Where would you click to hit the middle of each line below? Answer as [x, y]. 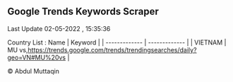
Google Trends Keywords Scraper [83, 12]
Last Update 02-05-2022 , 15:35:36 [59, 28]
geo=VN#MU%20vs [36, 57]
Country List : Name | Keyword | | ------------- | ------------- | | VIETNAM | [117, 42]
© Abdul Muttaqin [34, 71]
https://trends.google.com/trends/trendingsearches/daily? [112, 49]
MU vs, [18, 49]
